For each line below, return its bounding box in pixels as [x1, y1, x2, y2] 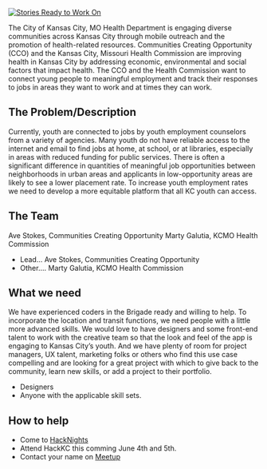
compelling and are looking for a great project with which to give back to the [8, 358, 259, 368]
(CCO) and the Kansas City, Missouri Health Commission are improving [8, 49, 241, 58]
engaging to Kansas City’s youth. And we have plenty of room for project [8, 341, 247, 351]
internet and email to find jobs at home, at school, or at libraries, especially [8, 144, 253, 153]
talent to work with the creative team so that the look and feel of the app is [8, 332, 253, 343]
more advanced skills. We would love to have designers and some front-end [8, 324, 258, 334]
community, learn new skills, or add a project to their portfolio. [8, 367, 213, 376]
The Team [8, 209, 60, 223]
